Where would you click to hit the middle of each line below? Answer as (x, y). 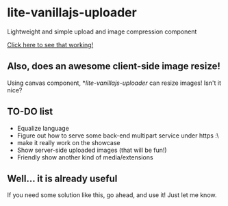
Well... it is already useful (62, 178)
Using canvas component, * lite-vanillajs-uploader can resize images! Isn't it (114, 83)
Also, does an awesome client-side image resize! (114, 66)
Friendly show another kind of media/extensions (85, 157)
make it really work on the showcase (68, 142)
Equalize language (43, 128)
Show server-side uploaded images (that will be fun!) (92, 150)
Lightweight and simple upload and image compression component (102, 31)
